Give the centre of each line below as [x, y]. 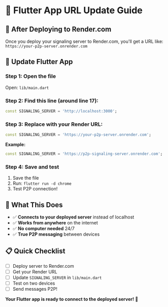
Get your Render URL [35, 271]
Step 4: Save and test [32, 166]
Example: [16, 145]
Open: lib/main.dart [27, 87]
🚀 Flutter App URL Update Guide [74, 10]
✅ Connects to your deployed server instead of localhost [73, 217]
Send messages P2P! [35, 289]
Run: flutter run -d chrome [42, 183]
